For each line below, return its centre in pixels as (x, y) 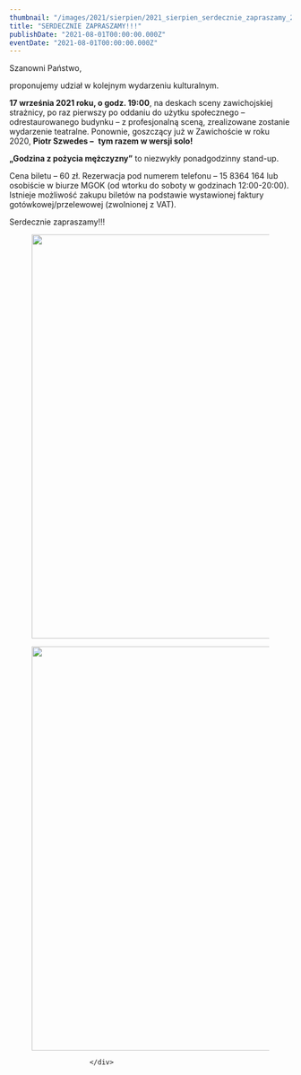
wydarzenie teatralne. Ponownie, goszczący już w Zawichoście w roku (140, 132)
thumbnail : (30, 18)
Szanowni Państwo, (46, 68)
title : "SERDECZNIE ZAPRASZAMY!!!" (76, 26)
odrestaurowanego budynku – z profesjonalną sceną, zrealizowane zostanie (150, 122)
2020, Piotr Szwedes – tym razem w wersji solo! (101, 141)
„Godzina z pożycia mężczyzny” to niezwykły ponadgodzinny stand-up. (144, 159)
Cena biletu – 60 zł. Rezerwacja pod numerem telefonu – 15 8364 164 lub (144, 176)
